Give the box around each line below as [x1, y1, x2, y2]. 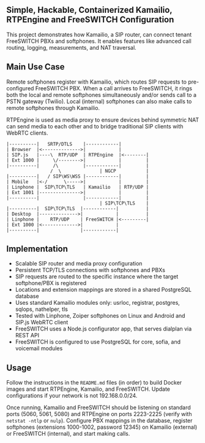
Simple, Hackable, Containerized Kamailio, [6, 5, 173, 15]
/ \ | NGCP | [50, 168, 149, 174]
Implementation [6, 244, 69, 254]
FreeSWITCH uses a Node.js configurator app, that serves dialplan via [15, 325, 192, 332]
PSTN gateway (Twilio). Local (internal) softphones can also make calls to [6, 98, 192, 105]
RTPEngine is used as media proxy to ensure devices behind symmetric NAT [6, 116, 199, 123]
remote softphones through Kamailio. [6, 104, 100, 111]
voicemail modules [15, 345, 63, 352]
